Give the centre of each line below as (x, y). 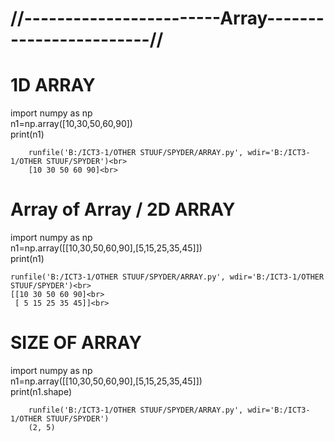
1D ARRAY (53, 85)
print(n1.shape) (41, 391)
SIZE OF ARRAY (76, 343)
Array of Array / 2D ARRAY (123, 209)
